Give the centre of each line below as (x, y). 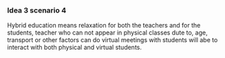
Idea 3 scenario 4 (37, 10)
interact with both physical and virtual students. (75, 48)
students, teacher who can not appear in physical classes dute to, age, (107, 32)
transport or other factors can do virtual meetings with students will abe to (112, 40)
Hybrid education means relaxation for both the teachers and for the (104, 26)
